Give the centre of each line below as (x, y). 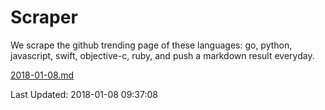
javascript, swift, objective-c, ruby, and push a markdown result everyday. (162, 55)
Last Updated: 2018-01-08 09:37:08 (84, 94)
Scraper (44, 17)
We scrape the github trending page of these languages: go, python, (151, 45)
